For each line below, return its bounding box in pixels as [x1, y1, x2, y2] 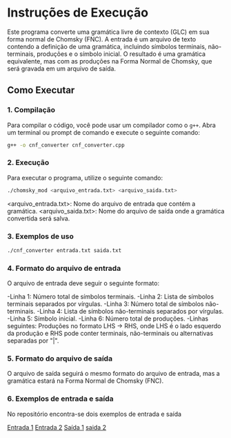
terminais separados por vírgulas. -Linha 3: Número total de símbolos [7, 300, 204, 308]
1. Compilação [7, 105, 55, 115]
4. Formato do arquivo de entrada [7, 263, 121, 273]
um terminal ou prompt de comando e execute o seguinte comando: [7, 128, 201, 136]
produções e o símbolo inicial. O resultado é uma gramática [37, 50, 205, 58]
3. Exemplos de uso [7, 231, 74, 241]
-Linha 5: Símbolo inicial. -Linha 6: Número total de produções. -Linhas [7, 314, 209, 323]
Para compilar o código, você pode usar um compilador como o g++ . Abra [7, 121, 216, 129]
